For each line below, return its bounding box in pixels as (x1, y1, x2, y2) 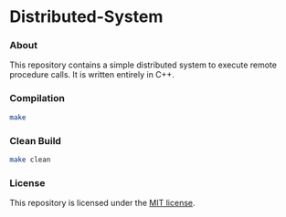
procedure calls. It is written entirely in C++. (9, 69, 175, 80)
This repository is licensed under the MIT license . (9, 198, 196, 209)
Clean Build (9, 134, 62, 147)
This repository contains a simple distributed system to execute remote (9, 59, 277, 70)
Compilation (9, 92, 66, 105)
